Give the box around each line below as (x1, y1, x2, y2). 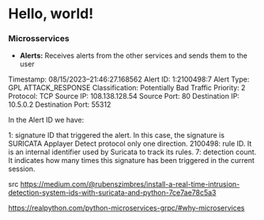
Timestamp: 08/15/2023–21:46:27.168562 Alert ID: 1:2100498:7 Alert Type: (8, 74, 250, 84)
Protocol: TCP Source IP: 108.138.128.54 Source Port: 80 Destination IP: (8, 92, 239, 101)
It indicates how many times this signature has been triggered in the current (8, 156, 255, 165)
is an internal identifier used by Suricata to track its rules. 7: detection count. (8, 147, 257, 157)
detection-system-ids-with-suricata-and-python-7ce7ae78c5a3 (8, 188, 217, 198)
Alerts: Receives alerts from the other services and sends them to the (19, 51, 247, 60)
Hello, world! (8, 5, 94, 23)
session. (8, 164, 36, 174)
